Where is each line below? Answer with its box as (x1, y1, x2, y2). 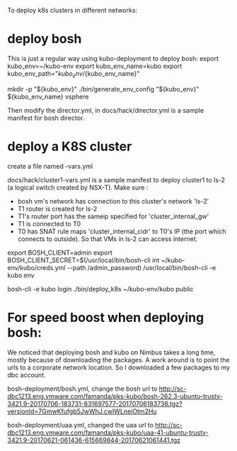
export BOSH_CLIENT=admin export (7, 248, 113, 257)
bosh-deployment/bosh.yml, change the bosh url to (7, 384, 158, 393)
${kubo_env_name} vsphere (7, 92, 89, 101)
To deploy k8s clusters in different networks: (7, 6, 138, 14)
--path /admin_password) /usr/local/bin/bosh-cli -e (67, 263, 216, 272)
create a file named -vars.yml (7, 162, 93, 170)
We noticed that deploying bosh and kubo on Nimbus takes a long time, (7, 347, 216, 357)
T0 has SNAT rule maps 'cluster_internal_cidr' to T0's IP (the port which (17, 227, 226, 235)
